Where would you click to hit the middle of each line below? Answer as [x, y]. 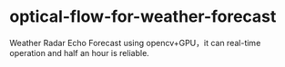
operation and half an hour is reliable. [80, 53]
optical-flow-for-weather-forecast [143, 17]
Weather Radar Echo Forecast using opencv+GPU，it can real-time [135, 43]
